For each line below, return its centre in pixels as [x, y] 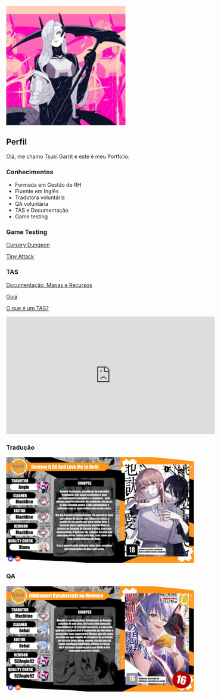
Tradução [20, 447]
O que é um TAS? [27, 308]
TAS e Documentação [41, 210]
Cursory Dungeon [28, 245]
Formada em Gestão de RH [48, 185]
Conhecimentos [30, 172]
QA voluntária [32, 204]
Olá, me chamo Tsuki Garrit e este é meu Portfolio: [68, 156]
